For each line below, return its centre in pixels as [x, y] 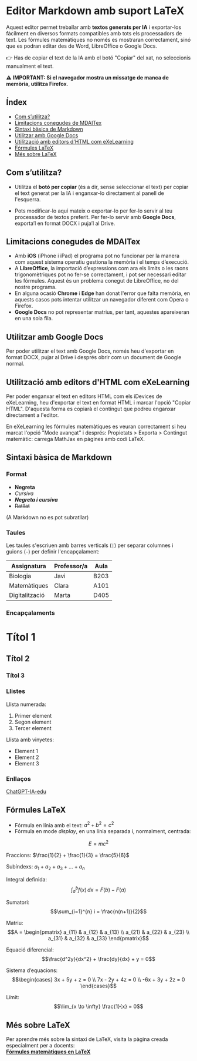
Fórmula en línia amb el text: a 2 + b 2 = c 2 [64, 824]
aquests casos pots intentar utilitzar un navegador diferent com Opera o [101, 300]
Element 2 [27, 757]
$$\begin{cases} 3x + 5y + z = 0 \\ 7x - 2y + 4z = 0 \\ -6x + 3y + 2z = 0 [98, 980]
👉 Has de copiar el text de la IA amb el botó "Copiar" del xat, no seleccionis [98, 58]
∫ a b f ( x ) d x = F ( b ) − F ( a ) [98, 890]
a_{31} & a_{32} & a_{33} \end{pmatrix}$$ [98, 939]
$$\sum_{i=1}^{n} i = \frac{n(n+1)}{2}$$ [98, 911]
